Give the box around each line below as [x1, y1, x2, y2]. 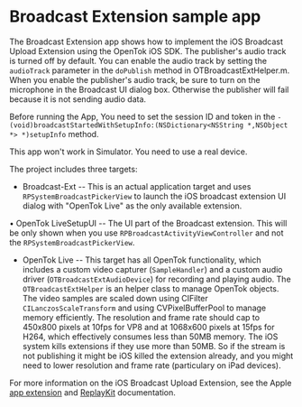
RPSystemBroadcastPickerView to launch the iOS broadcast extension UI [22, 190, 287, 201]
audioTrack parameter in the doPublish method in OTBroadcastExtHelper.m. [9, 65, 290, 76]
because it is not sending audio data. [9, 93, 147, 105]
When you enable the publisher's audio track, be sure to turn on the [9, 74, 261, 85]
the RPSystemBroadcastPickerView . [9, 236, 135, 247]
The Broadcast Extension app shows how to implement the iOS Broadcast [9, 36, 284, 47]
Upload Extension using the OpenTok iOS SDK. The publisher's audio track [9, 45, 287, 56]
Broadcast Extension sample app [9, 6, 261, 27]
